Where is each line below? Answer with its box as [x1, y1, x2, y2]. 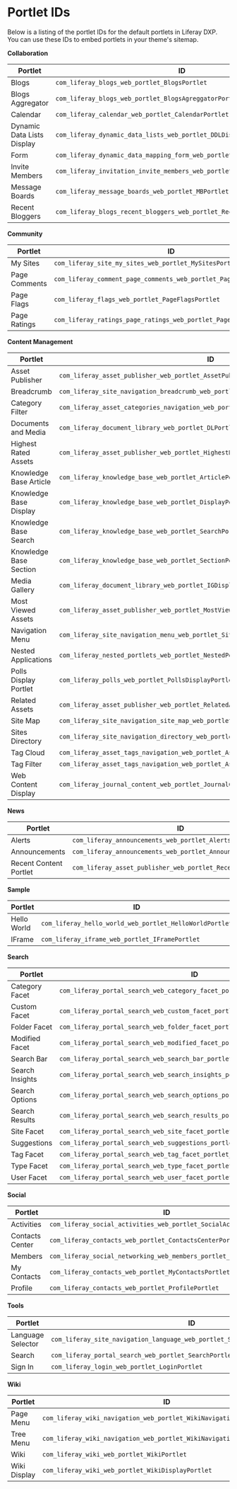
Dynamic [11, 121, 41, 131]
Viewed [11, 605, 36, 615]
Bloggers [11, 211, 41, 221]
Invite [11, 161, 30, 171]
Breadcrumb [11, 387, 52, 397]
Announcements [11, 847, 66, 857]
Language [11, 1330, 44, 1340]
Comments [11, 278, 47, 288]
